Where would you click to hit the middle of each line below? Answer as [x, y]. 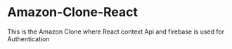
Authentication [28, 38]
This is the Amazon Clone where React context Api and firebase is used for [116, 31]
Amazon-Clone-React [73, 12]
